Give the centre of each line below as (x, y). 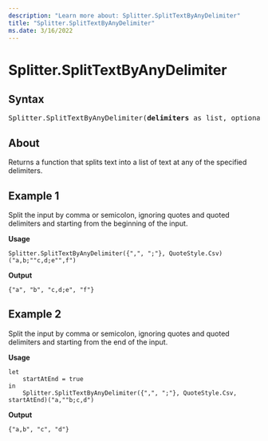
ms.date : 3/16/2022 (41, 30)
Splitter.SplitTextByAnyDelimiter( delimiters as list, (118, 118)
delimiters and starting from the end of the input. (88, 342)
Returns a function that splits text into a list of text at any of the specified (128, 162)
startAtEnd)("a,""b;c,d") (51, 400)
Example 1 (34, 196)
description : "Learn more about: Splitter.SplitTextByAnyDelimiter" (124, 16)
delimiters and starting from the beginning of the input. (98, 223)
